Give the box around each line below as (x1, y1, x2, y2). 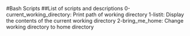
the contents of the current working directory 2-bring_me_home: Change (6, 17, 184, 24)
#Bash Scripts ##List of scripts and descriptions (6, 5, 123, 12)
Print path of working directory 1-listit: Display (73, 11, 184, 18)
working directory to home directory (6, 23, 94, 30)
